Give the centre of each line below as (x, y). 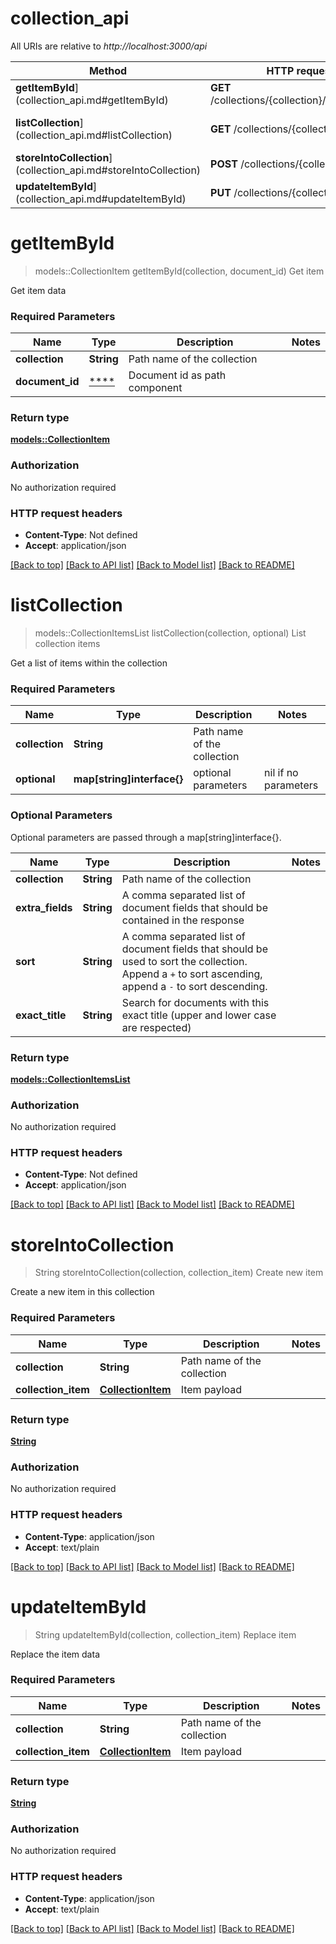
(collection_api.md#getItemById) (92, 100)
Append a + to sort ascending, (192, 974)
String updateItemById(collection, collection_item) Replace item (165, 1634)
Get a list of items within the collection (89, 663)
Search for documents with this (195, 1002)
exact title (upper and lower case (199, 1015)
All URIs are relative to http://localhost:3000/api (109, 46)
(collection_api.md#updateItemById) (101, 199)
